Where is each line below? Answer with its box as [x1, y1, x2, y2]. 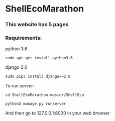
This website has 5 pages [5, 21, 69, 28]
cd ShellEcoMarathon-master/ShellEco [5, 92, 84, 98]
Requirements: [5, 35, 42, 42]
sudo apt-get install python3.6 [5, 56, 73, 61]
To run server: [5, 83, 35, 89]
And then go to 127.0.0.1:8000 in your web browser [5, 110, 110, 116]
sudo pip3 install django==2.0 [5, 74, 71, 79]
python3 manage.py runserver [5, 101, 66, 106]
